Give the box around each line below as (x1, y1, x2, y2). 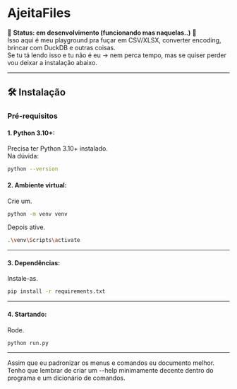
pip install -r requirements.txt (7, 288, 106, 295)
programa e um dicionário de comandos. (7, 373, 126, 383)
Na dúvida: (7, 152, 39, 161)
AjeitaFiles (7, 5, 71, 21)
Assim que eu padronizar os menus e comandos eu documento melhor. (7, 359, 215, 367)
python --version (7, 166, 59, 173)
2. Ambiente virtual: (7, 180, 67, 189)
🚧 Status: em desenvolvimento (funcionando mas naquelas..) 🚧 (7, 28, 197, 37)
